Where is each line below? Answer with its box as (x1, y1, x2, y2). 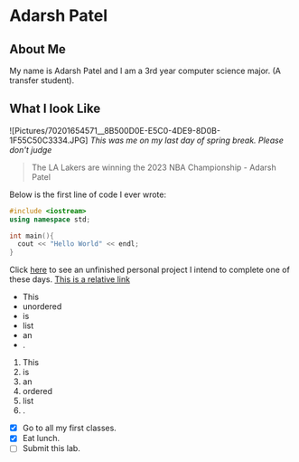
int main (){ (9, 231, 54, 240)
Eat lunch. (22, 433, 61, 444)
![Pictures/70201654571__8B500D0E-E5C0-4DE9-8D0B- (9, 125, 221, 136)
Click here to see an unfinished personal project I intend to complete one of (9, 264, 291, 276)
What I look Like (9, 101, 101, 117)
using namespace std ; (9, 214, 91, 224)
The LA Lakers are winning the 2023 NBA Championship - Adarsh (31, 162, 277, 173)
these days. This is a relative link (9, 274, 131, 285)
